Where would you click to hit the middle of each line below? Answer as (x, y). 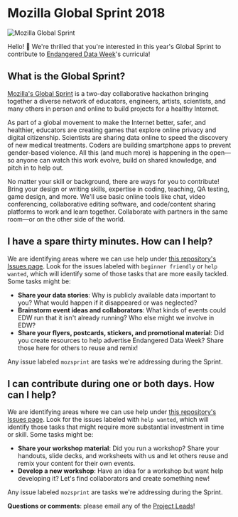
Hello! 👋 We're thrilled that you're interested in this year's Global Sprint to (114, 46)
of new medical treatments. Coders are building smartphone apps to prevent (119, 145)
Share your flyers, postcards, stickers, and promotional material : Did (121, 332)
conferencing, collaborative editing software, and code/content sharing (112, 204)
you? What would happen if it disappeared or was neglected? (107, 303)
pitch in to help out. (36, 168)
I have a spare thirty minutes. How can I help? (110, 242)
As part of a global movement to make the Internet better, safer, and (107, 122)
